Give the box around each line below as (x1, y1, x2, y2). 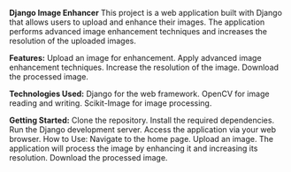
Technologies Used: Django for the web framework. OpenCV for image (9, 88, 270, 99)
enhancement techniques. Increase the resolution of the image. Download (9, 62, 280, 72)
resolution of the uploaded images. (9, 35, 137, 46)
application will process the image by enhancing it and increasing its (9, 143, 258, 153)
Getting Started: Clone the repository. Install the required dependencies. (9, 115, 275, 125)
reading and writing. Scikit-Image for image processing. (9, 98, 212, 108)
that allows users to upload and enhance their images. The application (9, 17, 265, 27)
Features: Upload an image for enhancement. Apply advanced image (9, 53, 263, 63)
